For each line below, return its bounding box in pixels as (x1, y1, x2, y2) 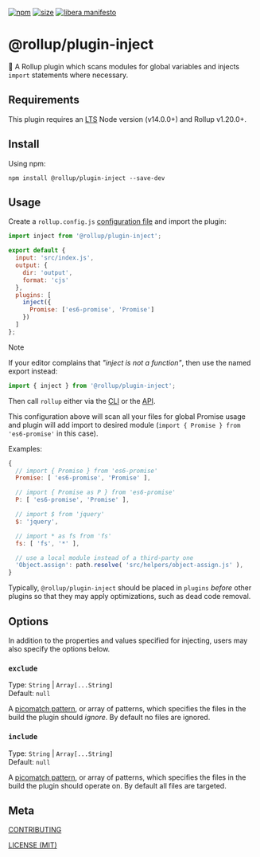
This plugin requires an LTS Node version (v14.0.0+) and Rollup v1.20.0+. (8, 114, 247, 123)
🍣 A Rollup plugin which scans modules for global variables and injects (8, 61, 240, 71)
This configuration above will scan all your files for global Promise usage (8, 411, 246, 421)
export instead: (8, 366, 58, 376)
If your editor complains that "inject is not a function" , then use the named (8, 358, 251, 367)
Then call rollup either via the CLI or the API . (8, 396, 156, 405)
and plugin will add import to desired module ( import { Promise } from (8, 420, 241, 429)
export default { (8, 247, 66, 255)
